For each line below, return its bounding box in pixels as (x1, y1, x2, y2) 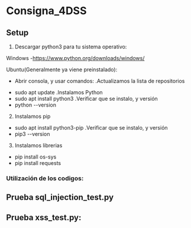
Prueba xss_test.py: (6, 212, 82, 222)
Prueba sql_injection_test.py (6, 193, 114, 203)
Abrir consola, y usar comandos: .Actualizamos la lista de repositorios (14, 78, 185, 84)
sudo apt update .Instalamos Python (14, 89, 103, 95)
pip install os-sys (14, 153, 57, 160)
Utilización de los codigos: (6, 174, 84, 182)
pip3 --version (14, 131, 50, 137)
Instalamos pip (14, 113, 51, 120)
